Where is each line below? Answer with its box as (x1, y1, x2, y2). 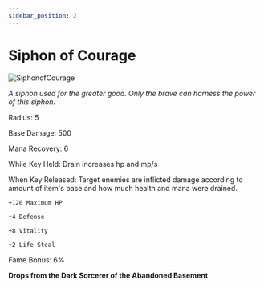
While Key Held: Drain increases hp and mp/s (8, 159, 158, 168)
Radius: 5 (8, 112, 39, 122)
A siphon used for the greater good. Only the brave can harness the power (8, 88, 256, 98)
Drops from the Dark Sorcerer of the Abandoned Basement (8, 270, 209, 280)
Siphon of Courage (8, 46, 136, 64)
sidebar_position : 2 (8, 11, 78, 20)
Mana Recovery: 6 (8, 144, 69, 153)
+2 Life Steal (8, 241, 56, 249)
